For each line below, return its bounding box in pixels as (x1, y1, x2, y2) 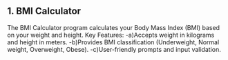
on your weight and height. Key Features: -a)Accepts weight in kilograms (7, 31, 215, 39)
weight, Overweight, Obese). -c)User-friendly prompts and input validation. (7, 45, 221, 53)
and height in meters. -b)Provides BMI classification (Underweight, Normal (7, 37, 220, 46)
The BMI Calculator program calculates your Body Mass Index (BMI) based (7, 23, 220, 31)
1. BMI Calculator (7, 5, 82, 17)
